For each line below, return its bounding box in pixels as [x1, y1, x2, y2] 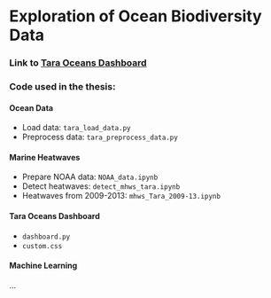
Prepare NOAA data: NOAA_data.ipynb [21, 171, 159, 183]
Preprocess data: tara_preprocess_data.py [21, 131, 179, 143]
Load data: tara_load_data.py [21, 122, 131, 133]
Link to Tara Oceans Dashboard [9, 57, 148, 69]
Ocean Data [9, 102, 54, 113]
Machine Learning [9, 260, 78, 271]
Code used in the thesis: [9, 81, 116, 93]
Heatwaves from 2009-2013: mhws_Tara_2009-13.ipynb [21, 191, 221, 201]
